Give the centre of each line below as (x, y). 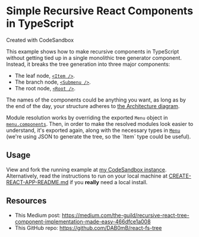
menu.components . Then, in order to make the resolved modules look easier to (100, 124)
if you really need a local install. (109, 182)
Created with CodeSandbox (40, 40)
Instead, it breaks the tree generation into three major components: (88, 64)
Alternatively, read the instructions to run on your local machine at (87, 176)
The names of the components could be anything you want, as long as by (96, 100)
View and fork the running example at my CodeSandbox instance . (86, 169)
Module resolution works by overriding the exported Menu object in (87, 118)
